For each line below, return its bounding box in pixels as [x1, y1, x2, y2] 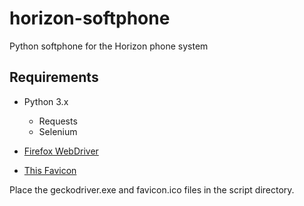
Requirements [9, 69, 99, 86]
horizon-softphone [9, 7, 171, 30]
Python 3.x [23, 95, 69, 107]
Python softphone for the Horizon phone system [9, 40, 209, 52]
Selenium [38, 125, 78, 137]
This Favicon [23, 164, 77, 176]
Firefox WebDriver [23, 145, 99, 157]
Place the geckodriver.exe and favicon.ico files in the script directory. [9, 183, 295, 196]
